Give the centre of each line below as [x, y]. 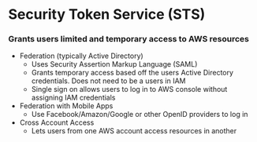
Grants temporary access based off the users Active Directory [132, 73]
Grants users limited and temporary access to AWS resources [129, 39]
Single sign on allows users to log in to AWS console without [129, 89]
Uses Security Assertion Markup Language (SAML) [114, 64]
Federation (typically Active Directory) [81, 56]
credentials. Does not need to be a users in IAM [108, 81]
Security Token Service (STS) [107, 15]
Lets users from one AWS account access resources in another [134, 131]
